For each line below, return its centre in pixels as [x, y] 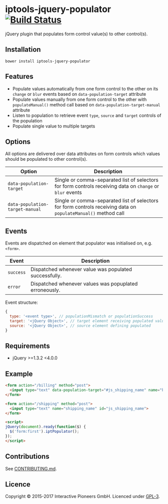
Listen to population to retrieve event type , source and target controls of [87, 115]
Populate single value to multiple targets [54, 126]
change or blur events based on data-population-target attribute [79, 94]
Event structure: [22, 303]
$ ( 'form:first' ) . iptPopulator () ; [44, 432]
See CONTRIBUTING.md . [31, 468]
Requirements [27, 346]
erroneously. [45, 290]
